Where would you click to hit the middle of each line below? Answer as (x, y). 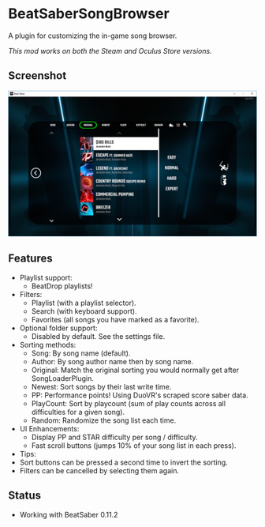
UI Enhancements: (49, 428)
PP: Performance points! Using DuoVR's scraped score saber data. (140, 395)
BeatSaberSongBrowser (89, 14)
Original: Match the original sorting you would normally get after (135, 370)
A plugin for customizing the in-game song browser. (93, 36)
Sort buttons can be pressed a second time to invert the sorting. (124, 462)
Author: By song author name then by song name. (112, 361)
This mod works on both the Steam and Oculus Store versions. (110, 51)
